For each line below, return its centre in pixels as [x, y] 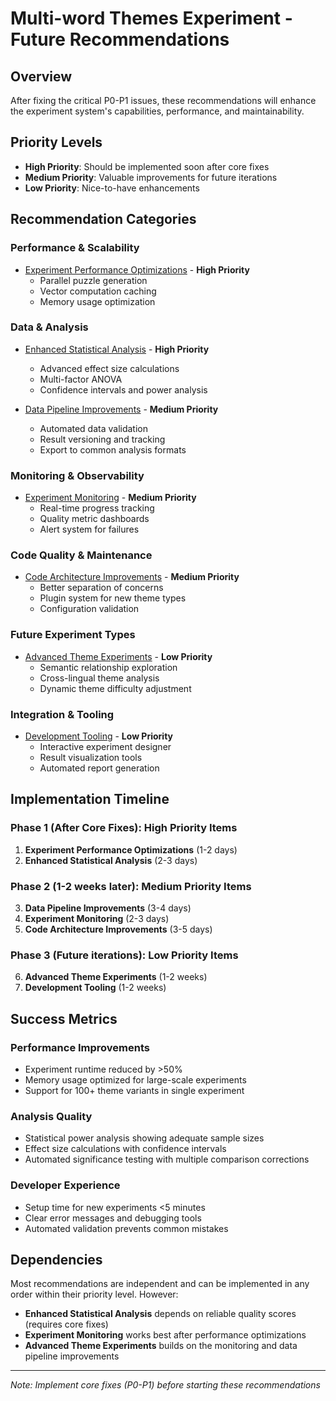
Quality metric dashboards [94, 519]
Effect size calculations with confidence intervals [125, 1149]
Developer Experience [65, 1185]
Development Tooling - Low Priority [98, 736]
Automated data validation [94, 428]
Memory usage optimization [97, 301]
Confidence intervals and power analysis [123, 389]
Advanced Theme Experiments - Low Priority [118, 656]
